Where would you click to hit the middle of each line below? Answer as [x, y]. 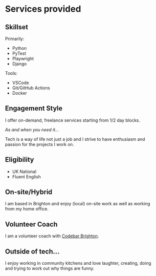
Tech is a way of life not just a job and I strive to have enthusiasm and [75, 139]
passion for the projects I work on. [40, 144]
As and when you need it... [32, 129]
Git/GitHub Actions [31, 88]
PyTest [19, 53]
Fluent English [26, 176]
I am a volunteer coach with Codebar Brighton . [52, 236]
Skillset [17, 27]
